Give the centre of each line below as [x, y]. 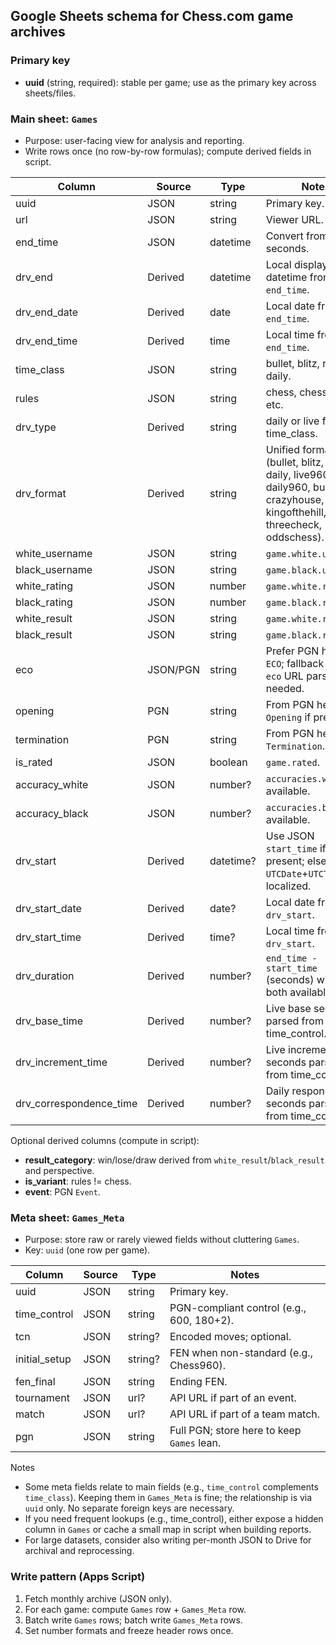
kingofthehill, [296, 512]
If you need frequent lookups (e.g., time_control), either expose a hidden [174, 1519]
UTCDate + [287, 873]
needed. [285, 688]
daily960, [288, 487]
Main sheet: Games [54, 119]
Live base [288, 1008]
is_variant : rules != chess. [78, 1181]
